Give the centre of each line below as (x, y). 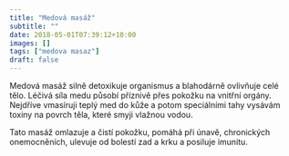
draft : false (34, 60)
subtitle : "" (34, 26)
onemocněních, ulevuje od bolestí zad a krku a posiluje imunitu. (129, 142)
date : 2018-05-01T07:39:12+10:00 (73, 34)
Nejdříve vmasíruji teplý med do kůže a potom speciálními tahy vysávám (145, 105)
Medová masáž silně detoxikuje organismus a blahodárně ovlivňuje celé (144, 86)
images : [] (30, 43)
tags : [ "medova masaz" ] (55, 52)
